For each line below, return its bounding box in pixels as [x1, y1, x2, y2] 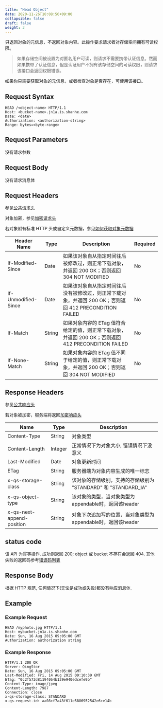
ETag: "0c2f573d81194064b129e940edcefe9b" [5, 677, 92, 682]
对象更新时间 [72, 458, 101, 465]
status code [5, 537, 42, 545]
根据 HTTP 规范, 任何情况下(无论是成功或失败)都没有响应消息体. [5, 585, 132, 591]
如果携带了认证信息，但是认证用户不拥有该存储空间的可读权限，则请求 [16, 62, 158, 68]
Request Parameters [5, 136, 68, 144]
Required [134, 240, 156, 247]
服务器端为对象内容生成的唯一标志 [72, 468, 150, 474]
